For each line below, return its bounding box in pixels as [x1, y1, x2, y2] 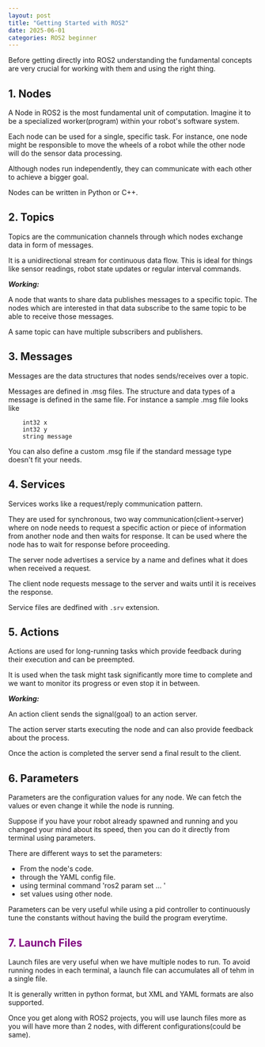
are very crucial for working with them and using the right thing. [8, 64, 216, 74]
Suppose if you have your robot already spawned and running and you [8, 816, 239, 826]
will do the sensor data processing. [8, 148, 123, 159]
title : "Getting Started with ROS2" [8, 19, 129, 27]
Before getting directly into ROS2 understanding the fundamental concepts [8, 56, 252, 65]
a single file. [8, 973, 48, 984]
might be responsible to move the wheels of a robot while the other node [8, 140, 245, 150]
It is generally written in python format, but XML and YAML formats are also [8, 989, 254, 999]
